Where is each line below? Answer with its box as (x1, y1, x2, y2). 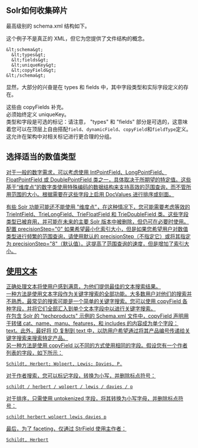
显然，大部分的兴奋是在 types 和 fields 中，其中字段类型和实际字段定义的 (6, 83, 184, 90)
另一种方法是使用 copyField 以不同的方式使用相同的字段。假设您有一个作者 (6, 342, 188, 349)
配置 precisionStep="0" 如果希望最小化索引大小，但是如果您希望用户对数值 (6, 225, 189, 232)
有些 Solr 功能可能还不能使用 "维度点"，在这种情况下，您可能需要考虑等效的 (6, 203, 190, 210)
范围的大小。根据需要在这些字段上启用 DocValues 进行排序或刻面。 (11, 190, 174, 197)
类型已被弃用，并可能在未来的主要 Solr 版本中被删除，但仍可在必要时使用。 (6, 218, 189, 225)
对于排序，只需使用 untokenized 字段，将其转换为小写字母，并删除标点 (6, 395, 179, 402)
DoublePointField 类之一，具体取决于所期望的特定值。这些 (49, 176, 192, 183)
